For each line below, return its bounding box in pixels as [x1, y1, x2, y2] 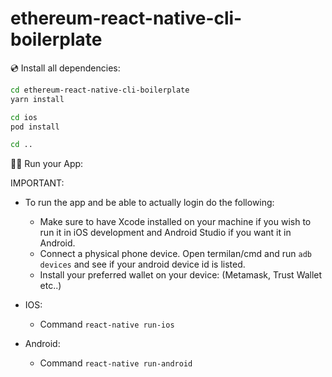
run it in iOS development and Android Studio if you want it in [39, 227, 292, 239]
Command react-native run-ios [39, 318, 175, 331]
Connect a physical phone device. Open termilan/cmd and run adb [39, 248, 312, 260]
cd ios [10, 112, 38, 122]
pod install [10, 122, 60, 132]
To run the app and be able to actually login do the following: [24, 197, 275, 209]
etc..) [39, 280, 62, 292]
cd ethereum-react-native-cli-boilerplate [10, 85, 190, 95]
